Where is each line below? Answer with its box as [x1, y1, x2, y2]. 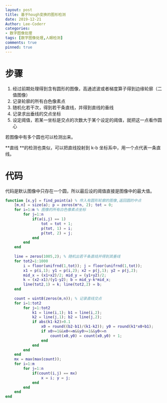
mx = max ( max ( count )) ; [14, 357, 62, 362]
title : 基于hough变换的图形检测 [5, 12, 66, 17]
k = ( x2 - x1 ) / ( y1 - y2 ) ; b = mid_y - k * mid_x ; [23, 277, 111, 282]
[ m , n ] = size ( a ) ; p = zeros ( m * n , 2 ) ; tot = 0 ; [14, 203, 114, 208]
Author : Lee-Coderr [5, 21, 46, 27]
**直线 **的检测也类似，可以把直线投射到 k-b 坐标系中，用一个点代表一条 [5, 144, 156, 151]
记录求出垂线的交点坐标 [12, 111, 61, 117]
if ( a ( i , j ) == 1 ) [32, 217, 66, 222]
